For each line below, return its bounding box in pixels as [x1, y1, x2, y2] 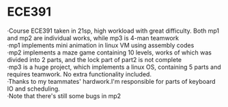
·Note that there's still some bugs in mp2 [7, 91, 122, 100]
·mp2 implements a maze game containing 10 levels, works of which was [7, 48, 212, 57]
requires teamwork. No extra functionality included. [7, 70, 152, 78]
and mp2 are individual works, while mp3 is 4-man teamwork [7, 33, 180, 42]
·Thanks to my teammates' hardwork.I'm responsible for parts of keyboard [7, 77, 216, 85]
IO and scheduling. [7, 85, 60, 93]
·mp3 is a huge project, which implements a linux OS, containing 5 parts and [7, 63, 222, 71]
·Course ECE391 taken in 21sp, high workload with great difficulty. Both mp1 [7, 27, 220, 35]
